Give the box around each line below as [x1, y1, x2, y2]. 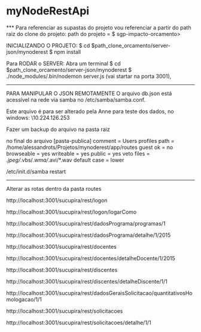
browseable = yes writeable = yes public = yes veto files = [6, 150, 150, 157]
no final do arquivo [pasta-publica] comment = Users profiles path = [6, 137, 175, 144]
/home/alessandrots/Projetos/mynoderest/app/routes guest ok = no [6, 144, 173, 151]
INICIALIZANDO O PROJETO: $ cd [6, 42, 90, 49]
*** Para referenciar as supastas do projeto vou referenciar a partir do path [6, 24, 191, 31]
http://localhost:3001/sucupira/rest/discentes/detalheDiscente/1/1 [6, 278, 167, 285]
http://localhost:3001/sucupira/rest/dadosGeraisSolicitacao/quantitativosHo [6, 289, 193, 297]
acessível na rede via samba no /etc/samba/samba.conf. [6, 96, 145, 103]
